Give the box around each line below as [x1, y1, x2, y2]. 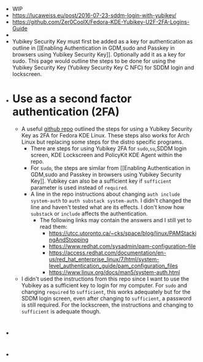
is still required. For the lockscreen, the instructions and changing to [21, 301, 194, 309]
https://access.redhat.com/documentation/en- [48, 248, 167, 256]
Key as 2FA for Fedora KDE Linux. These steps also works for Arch [21, 131, 190, 139]
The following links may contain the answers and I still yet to [39, 216, 192, 223]
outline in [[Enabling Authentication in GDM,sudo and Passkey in [12, 44, 175, 52]
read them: [39, 223, 67, 230]
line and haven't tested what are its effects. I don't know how [30, 203, 185, 210]
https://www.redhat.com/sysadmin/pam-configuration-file [48, 242, 196, 250]
